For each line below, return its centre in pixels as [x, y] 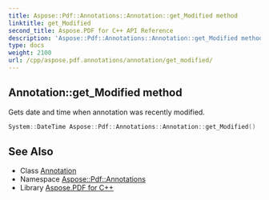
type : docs [26, 46]
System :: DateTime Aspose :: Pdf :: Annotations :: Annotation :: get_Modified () [132, 126]
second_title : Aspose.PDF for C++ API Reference [91, 30]
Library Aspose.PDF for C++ [67, 188]
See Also [31, 152]
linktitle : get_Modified [50, 23]
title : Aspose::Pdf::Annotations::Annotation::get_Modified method [123, 16]
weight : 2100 [30, 53]
